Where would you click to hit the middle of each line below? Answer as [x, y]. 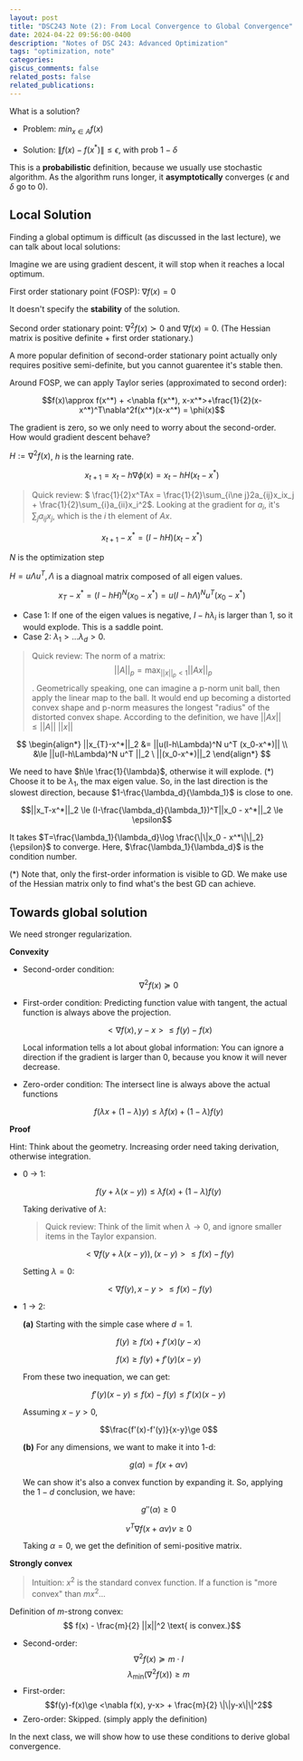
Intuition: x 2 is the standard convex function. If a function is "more [154, 1581]
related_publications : [52, 85]
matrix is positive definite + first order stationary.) [102, 337]
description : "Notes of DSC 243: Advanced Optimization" [119, 43]
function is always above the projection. [97, 1012]
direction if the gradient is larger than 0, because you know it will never [155, 1056]
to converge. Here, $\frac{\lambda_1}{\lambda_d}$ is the [158, 847]
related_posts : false [50, 77]
